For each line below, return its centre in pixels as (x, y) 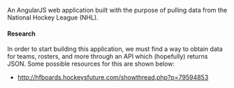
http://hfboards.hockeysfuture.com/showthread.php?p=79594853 (113, 78)
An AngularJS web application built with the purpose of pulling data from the (117, 10)
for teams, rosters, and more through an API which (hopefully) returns (108, 57)
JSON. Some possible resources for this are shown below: (91, 64)
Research (22, 34)
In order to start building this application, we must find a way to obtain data (115, 49)
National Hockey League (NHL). (53, 17)
